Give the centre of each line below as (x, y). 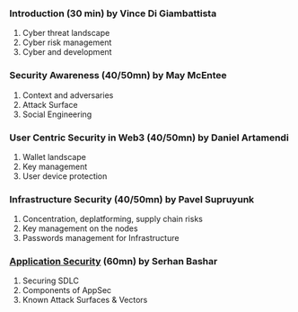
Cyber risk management (67, 42)
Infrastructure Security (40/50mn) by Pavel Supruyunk (132, 199)
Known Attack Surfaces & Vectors (85, 300)
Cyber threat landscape (66, 33)
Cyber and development (67, 52)
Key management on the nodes (80, 228)
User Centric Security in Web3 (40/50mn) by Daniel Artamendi (149, 138)
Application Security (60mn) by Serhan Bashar (114, 262)
